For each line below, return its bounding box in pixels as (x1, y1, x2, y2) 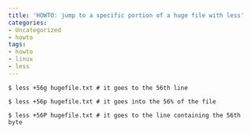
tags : (8, 41, 26, 49)
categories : (8, 19, 47, 27)
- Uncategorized (8, 26, 61, 34)
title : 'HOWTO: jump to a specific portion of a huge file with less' (8, 11, 245, 20)
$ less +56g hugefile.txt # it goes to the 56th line (8, 84, 189, 92)
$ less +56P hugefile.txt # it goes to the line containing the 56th (8, 111, 242, 119)
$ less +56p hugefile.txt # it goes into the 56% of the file (8, 97, 216, 106)
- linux (8, 56, 34, 63)
